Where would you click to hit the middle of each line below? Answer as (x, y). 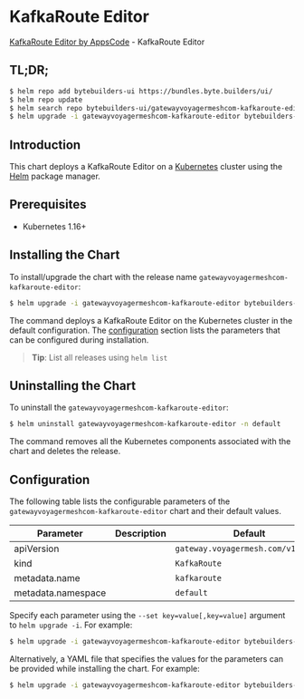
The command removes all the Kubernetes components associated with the (150, 442)
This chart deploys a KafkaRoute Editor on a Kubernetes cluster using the (146, 167)
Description (141, 534)
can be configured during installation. (79, 340)
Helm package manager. (55, 176)
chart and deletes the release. (65, 451)
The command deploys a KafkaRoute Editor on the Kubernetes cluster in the (151, 320)
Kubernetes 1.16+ (54, 226)
